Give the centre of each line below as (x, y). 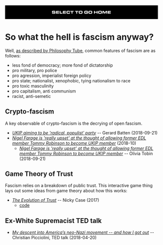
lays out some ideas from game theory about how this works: (66, 191)
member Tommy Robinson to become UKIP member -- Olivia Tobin (86, 153)
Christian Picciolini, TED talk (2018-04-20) (54, 238)
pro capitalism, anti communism (44, 91)
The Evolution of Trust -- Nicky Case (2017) (56, 200)
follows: (13, 56)
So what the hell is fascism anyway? (79, 37)
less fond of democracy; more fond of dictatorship (62, 65)
